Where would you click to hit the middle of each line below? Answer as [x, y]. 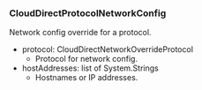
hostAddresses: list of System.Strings [90, 68]
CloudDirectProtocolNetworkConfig [88, 13]
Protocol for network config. [86, 59]
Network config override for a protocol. [80, 33]
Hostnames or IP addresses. [86, 78]
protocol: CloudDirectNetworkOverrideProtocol [108, 49]
